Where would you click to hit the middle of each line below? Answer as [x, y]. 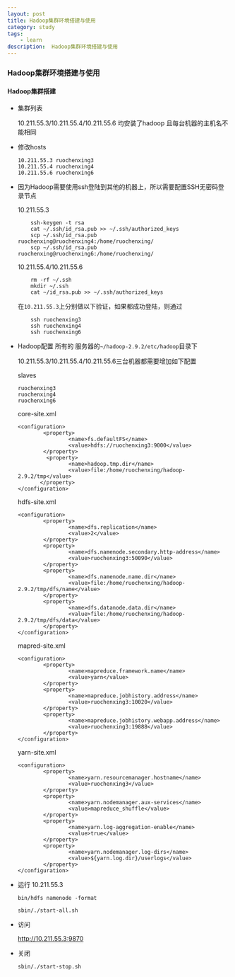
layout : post [26, 14]
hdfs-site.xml [37, 502]
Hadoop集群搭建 [32, 91]
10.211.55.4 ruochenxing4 [55, 167]
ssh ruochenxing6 [56, 332]
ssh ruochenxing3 [56, 320]
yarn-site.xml [37, 753]
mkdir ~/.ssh [50, 286]
